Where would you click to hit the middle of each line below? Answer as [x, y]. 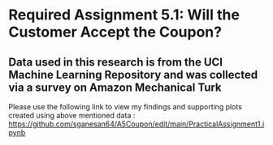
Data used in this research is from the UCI [116, 62]
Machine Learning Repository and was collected [133, 75]
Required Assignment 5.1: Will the [124, 15]
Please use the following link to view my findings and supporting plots [125, 107]
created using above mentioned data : [72, 115]
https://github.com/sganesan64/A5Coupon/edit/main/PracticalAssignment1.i [136, 124]
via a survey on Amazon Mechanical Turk [115, 87]
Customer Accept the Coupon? [115, 32]
